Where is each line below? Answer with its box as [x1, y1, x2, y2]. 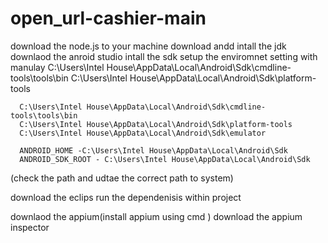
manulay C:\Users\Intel [10, 61, 105, 73]
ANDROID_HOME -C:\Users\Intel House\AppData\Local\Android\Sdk [19, 145, 288, 156]
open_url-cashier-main [10, 7, 207, 30]
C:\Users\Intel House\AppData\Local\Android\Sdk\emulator [19, 128, 267, 138]
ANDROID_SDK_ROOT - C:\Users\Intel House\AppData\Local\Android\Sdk [19, 154, 311, 164]
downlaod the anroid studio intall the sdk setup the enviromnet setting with [10, 50, 318, 62]
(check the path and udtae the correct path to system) [10, 172, 234, 184]
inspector [10, 221, 50, 233]
